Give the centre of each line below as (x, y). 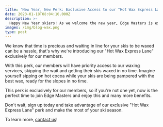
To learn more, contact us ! (31, 119)
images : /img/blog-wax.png (32, 28)
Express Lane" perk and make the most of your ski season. (64, 110)
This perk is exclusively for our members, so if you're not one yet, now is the (81, 90)
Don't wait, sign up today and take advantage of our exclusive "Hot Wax (77, 105)
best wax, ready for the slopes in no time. (47, 81)
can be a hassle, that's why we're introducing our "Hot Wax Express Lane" (79, 51)
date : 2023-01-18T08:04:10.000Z (38, 14)
